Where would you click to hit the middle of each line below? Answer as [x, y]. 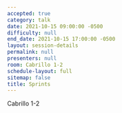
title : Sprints [29, 84]
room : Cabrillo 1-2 [35, 65]
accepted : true [29, 13]
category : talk [29, 20]
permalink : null [30, 52]
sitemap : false [29, 78]
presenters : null [32, 59]
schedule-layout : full [40, 71]
